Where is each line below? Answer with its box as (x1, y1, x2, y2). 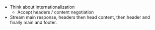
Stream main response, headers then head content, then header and (9, 15, 151, 20)
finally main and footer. (9, 19, 57, 25)
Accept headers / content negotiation (17, 9, 94, 15)
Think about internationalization (9, 4, 75, 10)
